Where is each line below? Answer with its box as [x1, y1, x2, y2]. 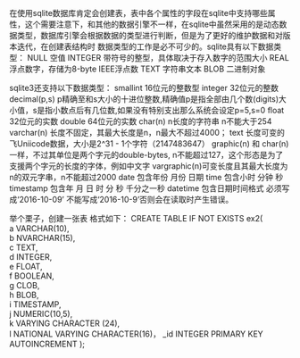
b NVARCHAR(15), [9, 233, 76, 243]
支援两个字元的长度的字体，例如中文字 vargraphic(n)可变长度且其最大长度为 [9, 161, 288, 171]
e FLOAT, [9, 262, 43, 271]
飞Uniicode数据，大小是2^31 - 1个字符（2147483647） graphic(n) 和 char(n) [9, 138, 289, 149]
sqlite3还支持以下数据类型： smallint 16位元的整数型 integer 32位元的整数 [9, 83, 279, 93]
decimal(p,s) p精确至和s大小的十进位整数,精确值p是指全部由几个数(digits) [9, 94, 279, 104]
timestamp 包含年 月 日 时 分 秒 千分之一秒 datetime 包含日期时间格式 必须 [9, 183, 282, 194]
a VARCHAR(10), [9, 223, 70, 234]
